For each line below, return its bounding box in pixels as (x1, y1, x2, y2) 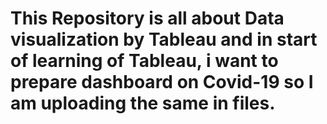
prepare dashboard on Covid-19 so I (10, 71, 314, 94)
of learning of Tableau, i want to (10, 50, 279, 72)
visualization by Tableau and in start (10, 28, 318, 51)
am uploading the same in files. (10, 92, 276, 115)
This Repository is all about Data (10, 7, 285, 30)
